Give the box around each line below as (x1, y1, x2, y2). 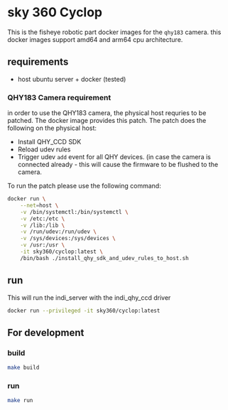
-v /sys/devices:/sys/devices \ (20, 235, 116, 242)
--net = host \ (20, 202, 59, 209)
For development (7, 326, 85, 338)
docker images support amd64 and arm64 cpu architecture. (7, 35, 183, 43)
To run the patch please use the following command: (7, 182, 161, 190)
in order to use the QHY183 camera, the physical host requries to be (7, 109, 207, 117)
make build (7, 364, 40, 372)
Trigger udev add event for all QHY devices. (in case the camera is (17, 153, 211, 161)
